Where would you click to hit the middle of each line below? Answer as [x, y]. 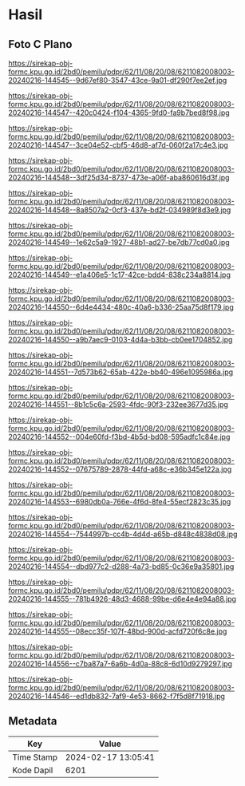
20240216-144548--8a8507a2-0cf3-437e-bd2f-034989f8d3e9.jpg [120, 210]
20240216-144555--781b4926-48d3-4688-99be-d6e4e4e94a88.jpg [122, 599]
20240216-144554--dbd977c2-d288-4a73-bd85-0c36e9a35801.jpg [121, 567]
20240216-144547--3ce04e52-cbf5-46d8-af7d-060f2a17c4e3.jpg [119, 145]
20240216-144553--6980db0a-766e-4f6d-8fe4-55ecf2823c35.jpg [120, 502]
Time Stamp [35, 757]
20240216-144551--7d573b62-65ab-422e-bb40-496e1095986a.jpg [121, 372]
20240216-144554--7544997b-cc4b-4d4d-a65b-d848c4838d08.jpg [123, 534]
